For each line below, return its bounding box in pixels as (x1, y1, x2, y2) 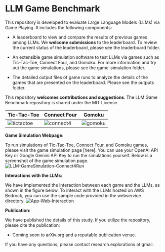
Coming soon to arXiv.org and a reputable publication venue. (12, 232, 136, 238)
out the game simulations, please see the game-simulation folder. (12, 65, 146, 71)
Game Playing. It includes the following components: (5, 24, 112, 30)
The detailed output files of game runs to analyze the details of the (12, 74, 148, 80)
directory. (5, 198, 25, 204)
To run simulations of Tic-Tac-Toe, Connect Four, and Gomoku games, (5, 142, 148, 148)
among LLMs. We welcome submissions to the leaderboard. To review (12, 39, 157, 45)
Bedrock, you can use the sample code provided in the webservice (5, 192, 141, 198)
